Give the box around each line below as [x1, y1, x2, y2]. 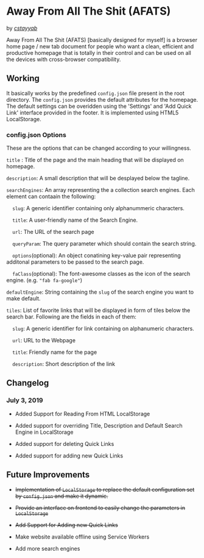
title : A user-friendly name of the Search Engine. [12, 216, 138, 224]
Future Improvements [6, 470, 90, 480]
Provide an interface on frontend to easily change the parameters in [15, 504, 186, 511]
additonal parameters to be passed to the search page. [6, 258, 144, 266]
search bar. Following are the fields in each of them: [6, 313, 137, 320]
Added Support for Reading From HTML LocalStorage [15, 410, 150, 417]
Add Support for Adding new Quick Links [15, 521, 118, 528]
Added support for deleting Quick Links [15, 440, 114, 447]
